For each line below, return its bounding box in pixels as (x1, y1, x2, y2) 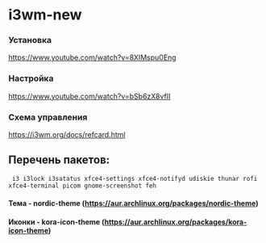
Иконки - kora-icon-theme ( (8, 217, 105, 227)
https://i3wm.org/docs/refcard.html (8, 130, 126, 140)
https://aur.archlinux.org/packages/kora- (104, 217, 247, 227)
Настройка (8, 73, 54, 84)
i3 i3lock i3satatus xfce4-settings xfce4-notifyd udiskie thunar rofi (11, 174, 258, 182)
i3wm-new (8, 6, 82, 24)
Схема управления (8, 111, 88, 123)
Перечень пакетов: (8, 153, 110, 167)
